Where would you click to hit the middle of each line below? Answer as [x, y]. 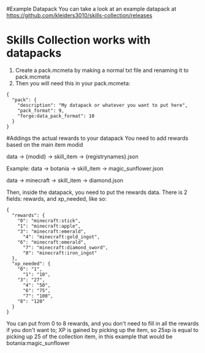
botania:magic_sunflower [38, 343]
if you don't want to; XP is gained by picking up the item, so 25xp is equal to [102, 330]
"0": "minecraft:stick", [49, 220]
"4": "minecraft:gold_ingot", [61, 237]
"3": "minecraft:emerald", [52, 231]
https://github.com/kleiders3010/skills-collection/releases [79, 15]
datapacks [34, 53]
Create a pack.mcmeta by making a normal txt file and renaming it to [102, 70]
